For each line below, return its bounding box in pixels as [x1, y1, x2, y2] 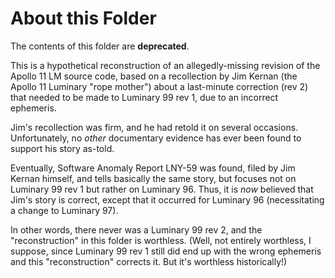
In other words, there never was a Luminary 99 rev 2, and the [10, 223, 263, 236]
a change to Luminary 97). [10, 204, 119, 216]
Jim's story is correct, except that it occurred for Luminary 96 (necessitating [10, 193, 325, 206]
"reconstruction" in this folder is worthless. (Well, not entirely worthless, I [10, 234, 312, 246]
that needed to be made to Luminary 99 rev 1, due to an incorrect [10, 91, 279, 103]
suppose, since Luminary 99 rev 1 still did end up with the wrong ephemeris [10, 245, 322, 257]
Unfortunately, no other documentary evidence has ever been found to [10, 132, 302, 144]
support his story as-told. [10, 142, 115, 154]
